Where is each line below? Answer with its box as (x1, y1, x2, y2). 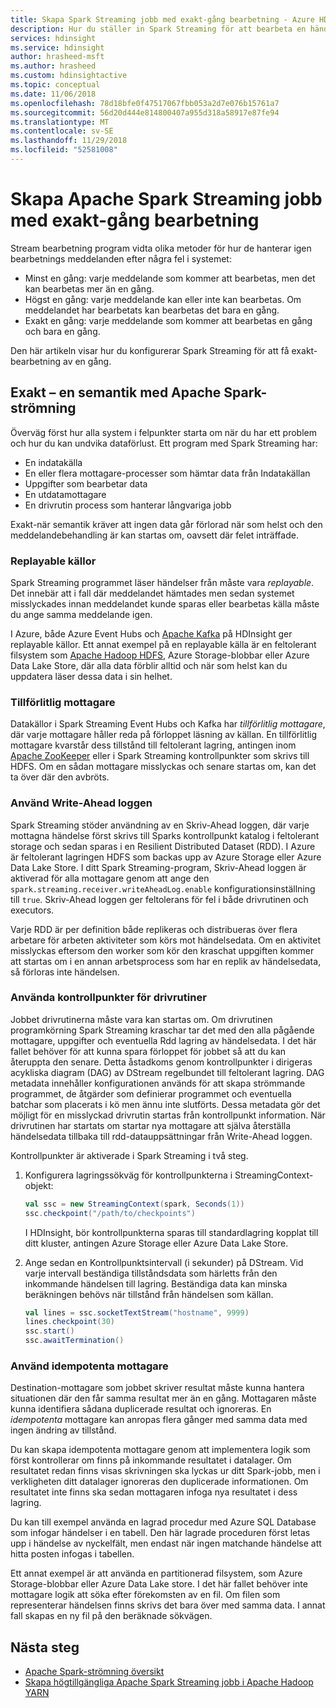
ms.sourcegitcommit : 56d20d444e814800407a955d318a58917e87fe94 (10, 107, 280, 118)
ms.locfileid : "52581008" (10, 145, 118, 155)
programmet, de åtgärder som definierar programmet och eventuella (10, 1087, 292, 1100)
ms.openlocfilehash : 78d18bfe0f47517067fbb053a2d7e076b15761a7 (10, 98, 280, 108)
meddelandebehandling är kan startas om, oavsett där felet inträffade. (10, 529, 299, 541)
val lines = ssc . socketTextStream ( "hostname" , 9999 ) (24, 1307, 250, 1318)
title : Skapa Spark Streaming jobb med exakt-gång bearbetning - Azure (10, 14, 315, 25)
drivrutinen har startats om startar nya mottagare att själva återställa (10, 1119, 292, 1131)
